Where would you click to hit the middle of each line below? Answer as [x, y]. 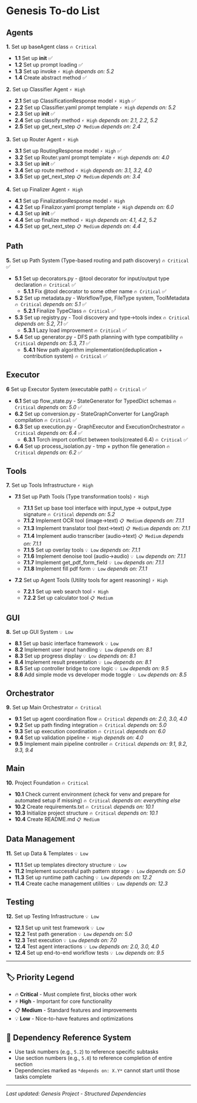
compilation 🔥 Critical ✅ [46, 420]
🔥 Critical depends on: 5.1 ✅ [50, 304]
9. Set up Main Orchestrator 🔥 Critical [54, 707]
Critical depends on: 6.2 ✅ [48, 452]
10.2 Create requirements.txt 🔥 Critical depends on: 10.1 [84, 806]
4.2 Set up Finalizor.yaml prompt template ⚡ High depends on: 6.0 [94, 207]
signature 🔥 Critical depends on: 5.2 [69, 514]
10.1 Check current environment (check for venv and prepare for [92, 794]
